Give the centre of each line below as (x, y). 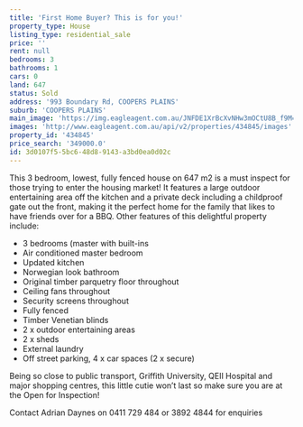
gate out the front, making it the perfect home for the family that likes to (142, 206)
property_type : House (50, 26)
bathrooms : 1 (34, 69)
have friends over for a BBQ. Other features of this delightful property (138, 216)
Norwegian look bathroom (71, 272)
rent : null (30, 51)
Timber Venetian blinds (65, 320)
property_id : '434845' (52, 135)
